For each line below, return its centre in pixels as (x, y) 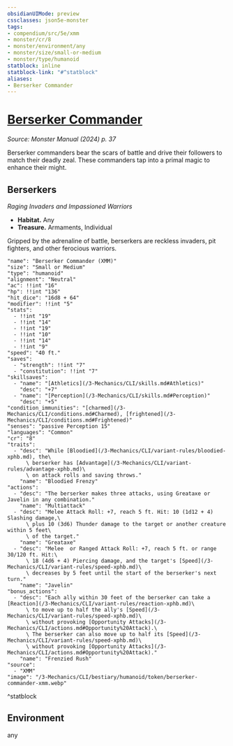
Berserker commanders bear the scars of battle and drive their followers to (115, 153)
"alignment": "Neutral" (42, 280)
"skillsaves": (28, 378)
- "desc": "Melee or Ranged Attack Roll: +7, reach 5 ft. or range (115, 549)
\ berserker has (49, 463)
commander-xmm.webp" (37, 683)
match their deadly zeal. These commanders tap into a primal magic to (109, 160)
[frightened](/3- (151, 414)
